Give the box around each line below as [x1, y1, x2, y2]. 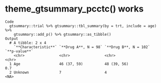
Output [5, 36, 18, 41]
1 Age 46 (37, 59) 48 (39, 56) [9, 61, 129, 66]
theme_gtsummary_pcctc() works [5, 3, 144, 14]
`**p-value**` [5, 49, 34, 54]
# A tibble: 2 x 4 [9, 40, 47, 45]
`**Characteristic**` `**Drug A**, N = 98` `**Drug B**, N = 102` [14, 44, 150, 49]
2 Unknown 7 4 [9, 70, 107, 75]
